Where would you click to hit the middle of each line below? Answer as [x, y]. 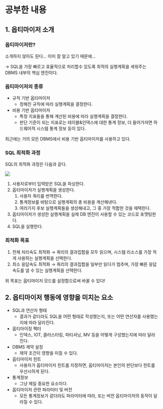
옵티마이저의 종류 [24, 86]
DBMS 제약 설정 [28, 347]
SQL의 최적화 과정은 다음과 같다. [36, 164]
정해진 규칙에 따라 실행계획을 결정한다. [56, 104]
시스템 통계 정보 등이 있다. [61, 129]
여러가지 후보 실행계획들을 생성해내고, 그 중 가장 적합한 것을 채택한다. [85, 208]
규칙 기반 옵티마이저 [31, 98]
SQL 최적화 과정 [23, 153]
